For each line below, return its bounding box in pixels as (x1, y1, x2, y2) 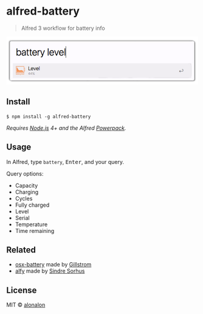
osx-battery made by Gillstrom (15, 261, 92, 268)
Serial (15, 214, 30, 221)
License (6, 285, 37, 295)
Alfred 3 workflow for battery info (21, 24, 105, 32)
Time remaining (15, 227, 55, 234)
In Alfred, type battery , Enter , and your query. (6, 158, 125, 165)
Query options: (6, 169, 44, 177)
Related (6, 244, 36, 255)
